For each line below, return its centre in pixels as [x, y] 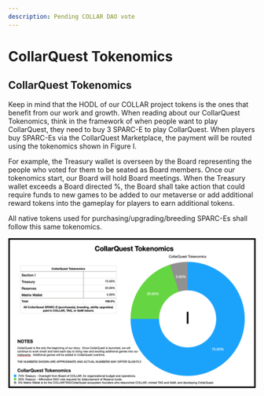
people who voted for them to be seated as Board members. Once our [122, 170]
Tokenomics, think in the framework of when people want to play [113, 121]
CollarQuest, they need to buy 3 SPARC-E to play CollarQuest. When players [132, 129]
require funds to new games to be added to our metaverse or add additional [131, 194]
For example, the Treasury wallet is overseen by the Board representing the [130, 161]
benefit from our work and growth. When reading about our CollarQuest [124, 112]
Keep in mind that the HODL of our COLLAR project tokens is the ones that [128, 104]
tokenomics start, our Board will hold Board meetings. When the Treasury [127, 178]
